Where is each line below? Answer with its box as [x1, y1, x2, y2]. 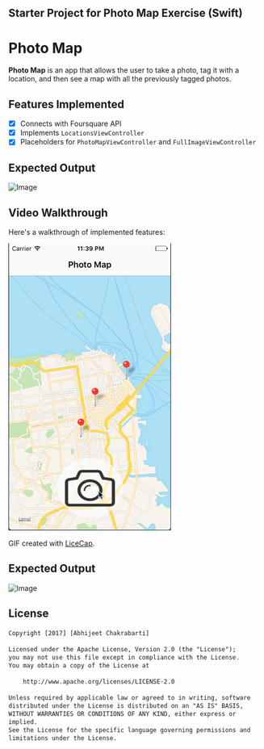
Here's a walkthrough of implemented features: [8, 227, 166, 236]
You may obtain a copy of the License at [8, 661, 150, 669]
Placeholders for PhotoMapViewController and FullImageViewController [19, 137, 257, 147]
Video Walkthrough [8, 206, 108, 220]
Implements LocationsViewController [19, 128, 145, 138]
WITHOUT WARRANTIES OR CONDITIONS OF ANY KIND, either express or [8, 709, 237, 718]
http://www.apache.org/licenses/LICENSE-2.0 [23, 677, 175, 685]
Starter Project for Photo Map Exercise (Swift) [8, 6, 243, 20]
